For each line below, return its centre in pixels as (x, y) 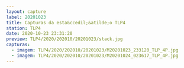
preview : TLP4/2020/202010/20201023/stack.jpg (64, 39)
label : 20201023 (26, 17)
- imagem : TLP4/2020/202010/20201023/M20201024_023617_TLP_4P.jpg (95, 56)
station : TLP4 (24, 28)
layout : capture (26, 12)
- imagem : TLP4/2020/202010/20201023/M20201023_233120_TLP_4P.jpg (95, 50)
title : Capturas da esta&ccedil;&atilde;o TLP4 (66, 22)
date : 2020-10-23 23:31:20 (39, 34)
